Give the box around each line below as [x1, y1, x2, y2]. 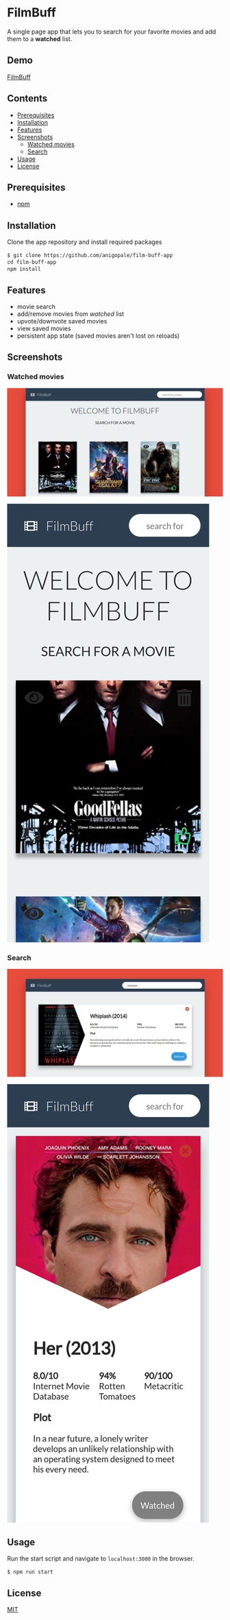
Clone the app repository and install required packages [7, 238, 162, 246]
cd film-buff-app [7, 259, 57, 266]
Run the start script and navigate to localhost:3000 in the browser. [7, 1554, 195, 1563]
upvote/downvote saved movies [16, 317, 107, 325]
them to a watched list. [7, 34, 73, 42]
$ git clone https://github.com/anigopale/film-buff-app [7, 252, 173, 259]
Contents [7, 93, 48, 104]
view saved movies [16, 324, 71, 332]
